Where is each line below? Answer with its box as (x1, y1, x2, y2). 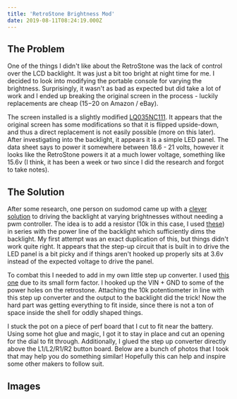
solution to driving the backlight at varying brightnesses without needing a (7, 213, 224, 221)
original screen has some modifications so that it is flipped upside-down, (7, 121, 219, 129)
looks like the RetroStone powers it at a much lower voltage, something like (7, 150, 226, 159)
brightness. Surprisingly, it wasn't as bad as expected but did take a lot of (7, 84, 221, 93)
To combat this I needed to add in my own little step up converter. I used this (7, 271, 230, 280)
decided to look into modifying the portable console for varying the (7, 77, 202, 85)
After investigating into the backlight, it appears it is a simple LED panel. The (7, 136, 229, 144)
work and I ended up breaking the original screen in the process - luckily (7, 92, 219, 100)
